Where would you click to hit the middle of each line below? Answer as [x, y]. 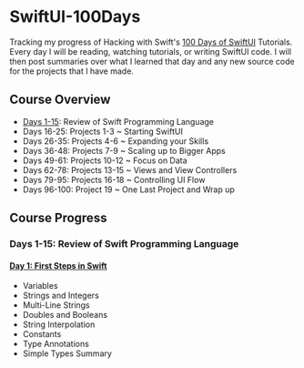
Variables [40, 286]
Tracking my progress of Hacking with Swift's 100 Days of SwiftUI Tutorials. [151, 42]
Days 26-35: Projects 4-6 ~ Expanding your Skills [116, 141]
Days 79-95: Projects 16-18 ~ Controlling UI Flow [114, 179]
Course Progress [58, 218]
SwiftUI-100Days [75, 17]
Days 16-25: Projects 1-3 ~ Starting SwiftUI [103, 131]
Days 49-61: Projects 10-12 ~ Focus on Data [105, 160]
